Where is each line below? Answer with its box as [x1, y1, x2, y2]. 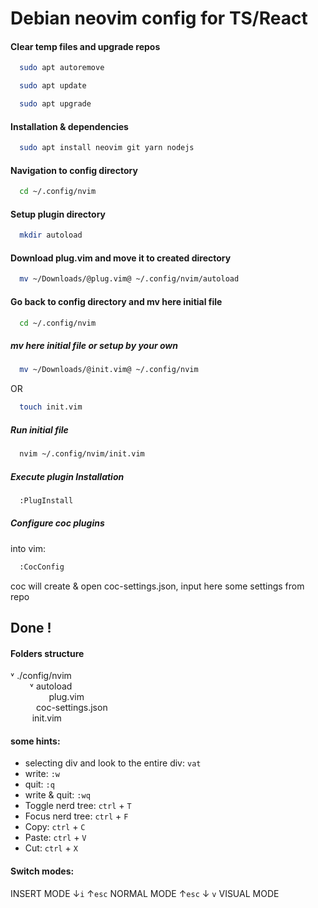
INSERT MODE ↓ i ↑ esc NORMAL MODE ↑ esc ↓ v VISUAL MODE [10, 887, 280, 899]
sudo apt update [19, 81, 87, 91]
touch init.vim [19, 402, 83, 412]
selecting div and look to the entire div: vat [24, 757, 202, 769]
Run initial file [10, 423, 69, 436]
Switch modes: [10, 865, 75, 877]
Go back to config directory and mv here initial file [10, 295, 223, 307]
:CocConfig [19, 562, 65, 572]
